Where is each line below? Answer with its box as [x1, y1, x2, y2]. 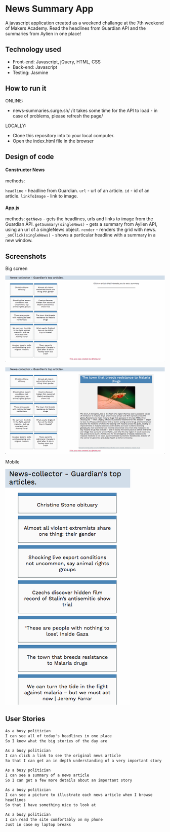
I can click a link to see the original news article [5, 753, 121, 759]
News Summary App [5, 3, 94, 15]
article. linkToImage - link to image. [5, 193, 78, 199]
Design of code [5, 152, 54, 161]
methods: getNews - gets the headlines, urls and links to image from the [5, 216, 153, 222]
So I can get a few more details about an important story [5, 778, 133, 783]
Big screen [5, 265, 28, 271]
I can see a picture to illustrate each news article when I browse [5, 793, 153, 798]
